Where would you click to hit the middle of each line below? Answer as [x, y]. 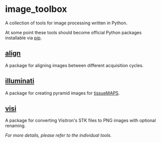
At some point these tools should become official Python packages [74, 32]
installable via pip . [24, 38]
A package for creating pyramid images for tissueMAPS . [62, 93]
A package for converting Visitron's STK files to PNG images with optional [80, 121]
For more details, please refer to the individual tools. [58, 136]
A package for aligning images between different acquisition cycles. [74, 65]
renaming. [15, 126]
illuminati [20, 81]
